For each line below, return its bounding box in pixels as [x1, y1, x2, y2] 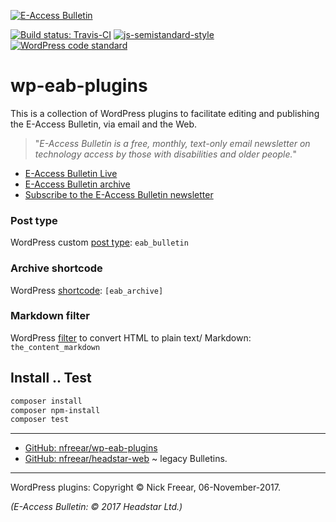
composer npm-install [10, 405, 101, 415]
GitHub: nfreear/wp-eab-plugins [24, 442, 158, 454]
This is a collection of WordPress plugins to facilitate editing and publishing [10, 107, 320, 119]
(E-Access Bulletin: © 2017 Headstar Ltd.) [10, 501, 183, 513]
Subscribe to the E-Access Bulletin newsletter [24, 188, 214, 200]
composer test [10, 415, 70, 425]
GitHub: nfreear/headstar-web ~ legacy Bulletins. [24, 453, 228, 465]
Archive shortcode [10, 261, 103, 275]
